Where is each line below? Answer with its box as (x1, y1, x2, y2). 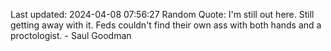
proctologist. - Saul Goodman (10, 30, 132, 41)
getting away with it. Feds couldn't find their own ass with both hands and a (10, 19, 322, 31)
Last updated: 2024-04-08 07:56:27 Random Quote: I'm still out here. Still (10, 9, 315, 20)
